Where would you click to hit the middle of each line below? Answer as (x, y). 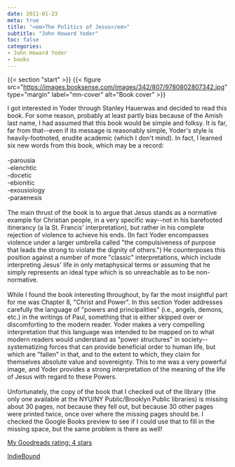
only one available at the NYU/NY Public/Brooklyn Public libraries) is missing (117, 399)
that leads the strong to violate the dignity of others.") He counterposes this (116, 249)
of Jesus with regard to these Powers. (62, 376)
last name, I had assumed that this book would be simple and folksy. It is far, (117, 123)
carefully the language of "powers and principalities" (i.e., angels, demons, (115, 309)
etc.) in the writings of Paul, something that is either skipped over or (105, 317)
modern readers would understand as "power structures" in (94, 339)
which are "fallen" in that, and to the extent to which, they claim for (104, 354)
